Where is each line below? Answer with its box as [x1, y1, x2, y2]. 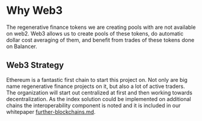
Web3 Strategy [6, 60, 64, 70]
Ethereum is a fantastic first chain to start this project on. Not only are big [6, 76, 188, 83]
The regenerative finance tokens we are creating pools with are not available [6, 23, 196, 31]
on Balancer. [6, 43, 37, 50]
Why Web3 [6, 4, 63, 17]
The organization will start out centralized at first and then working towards [6, 88, 192, 96]
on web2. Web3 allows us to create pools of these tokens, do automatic [6, 29, 184, 37]
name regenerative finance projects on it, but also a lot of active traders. [6, 82, 185, 90]
